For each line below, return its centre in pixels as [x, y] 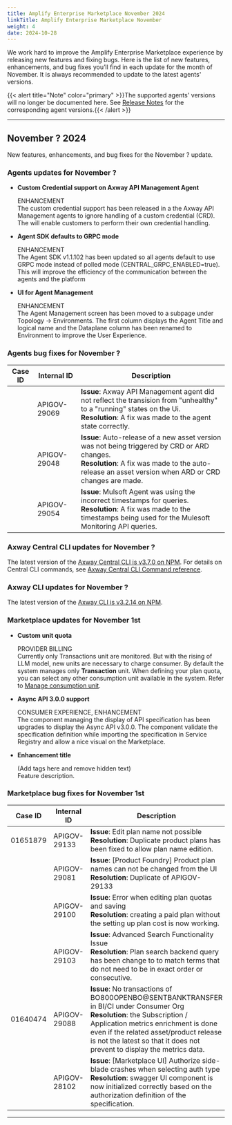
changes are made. [112, 480]
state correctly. [105, 426]
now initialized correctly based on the [151, 1086]
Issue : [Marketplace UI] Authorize [145, 1060]
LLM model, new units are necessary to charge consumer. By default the [120, 663]
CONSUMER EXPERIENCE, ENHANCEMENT [79, 712]
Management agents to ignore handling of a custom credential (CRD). [116, 216]
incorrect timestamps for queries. [135, 500]
